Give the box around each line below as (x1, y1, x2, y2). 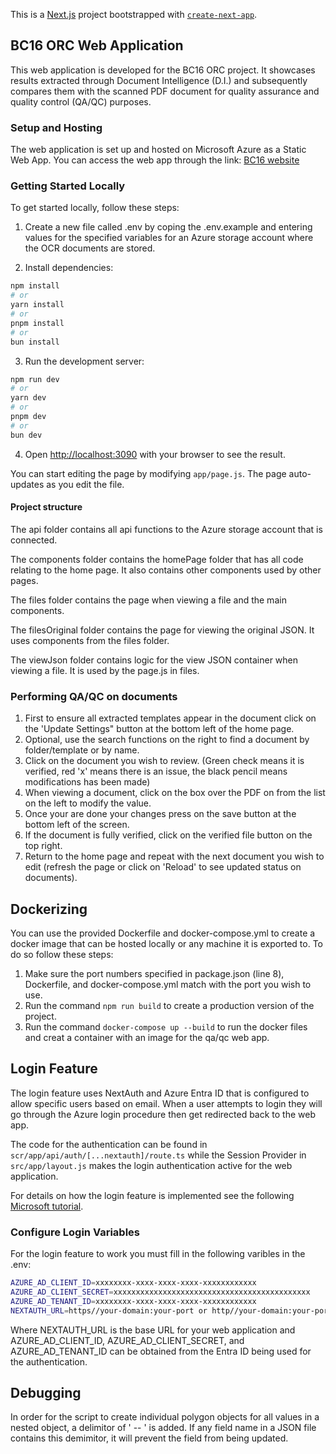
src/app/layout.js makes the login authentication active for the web (10, 1159, 293, 1171)
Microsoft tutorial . (10, 1200, 84, 1212)
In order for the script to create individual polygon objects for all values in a (10, 1411, 320, 1423)
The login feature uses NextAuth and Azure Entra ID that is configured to (10, 1087, 310, 1099)
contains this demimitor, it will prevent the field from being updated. (10, 1432, 289, 1444)
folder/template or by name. (24, 744, 140, 756)
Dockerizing (10, 900, 88, 918)
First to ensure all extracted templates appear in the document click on (24, 712, 317, 724)
